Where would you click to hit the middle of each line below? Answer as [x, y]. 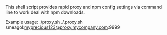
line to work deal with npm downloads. [45, 12]
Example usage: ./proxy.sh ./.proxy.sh [44, 22]
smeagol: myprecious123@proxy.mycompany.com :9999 [63, 27]
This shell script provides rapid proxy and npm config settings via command [84, 7]
